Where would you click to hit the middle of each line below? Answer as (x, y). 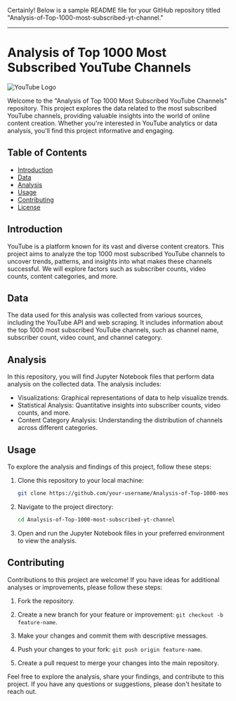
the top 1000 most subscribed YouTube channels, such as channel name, (113, 330)
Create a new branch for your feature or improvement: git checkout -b (120, 614)
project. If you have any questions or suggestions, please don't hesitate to (114, 684)
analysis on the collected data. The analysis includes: (84, 384)
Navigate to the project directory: (65, 507)
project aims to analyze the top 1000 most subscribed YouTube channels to (116, 253)
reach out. (22, 691)
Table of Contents (47, 153)
